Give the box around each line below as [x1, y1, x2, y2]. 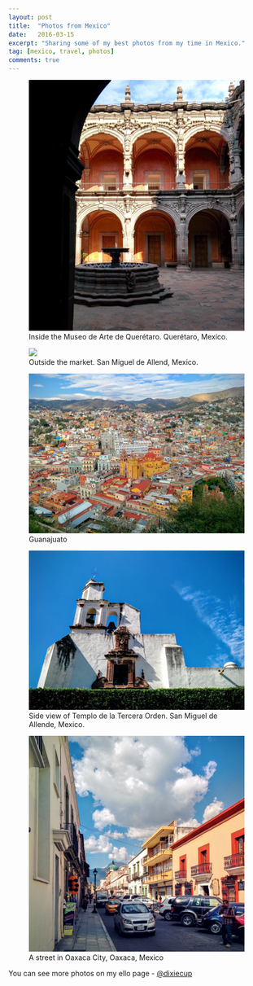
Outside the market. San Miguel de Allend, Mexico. [28, 357, 199, 367]
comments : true [8, 56, 60, 64]
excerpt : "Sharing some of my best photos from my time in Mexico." [8, 39, 246, 47]
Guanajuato [28, 534, 68, 544]
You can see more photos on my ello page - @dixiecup [8, 969, 193, 979]
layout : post [8, 13, 53, 21]
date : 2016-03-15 [8, 30, 75, 38]
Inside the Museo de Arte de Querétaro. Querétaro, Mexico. [28, 332, 228, 342]
